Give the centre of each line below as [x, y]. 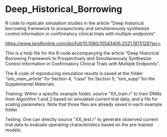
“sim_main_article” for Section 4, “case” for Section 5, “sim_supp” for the [80, 78]
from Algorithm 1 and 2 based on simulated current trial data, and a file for [81, 99]
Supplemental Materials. [30, 84]
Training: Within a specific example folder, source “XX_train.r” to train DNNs [83, 93]
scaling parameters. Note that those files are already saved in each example [84, 104]
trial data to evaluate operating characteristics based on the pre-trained [79, 124]
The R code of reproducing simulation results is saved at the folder [74, 73]
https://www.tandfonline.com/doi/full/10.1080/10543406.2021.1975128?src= [83, 43]
